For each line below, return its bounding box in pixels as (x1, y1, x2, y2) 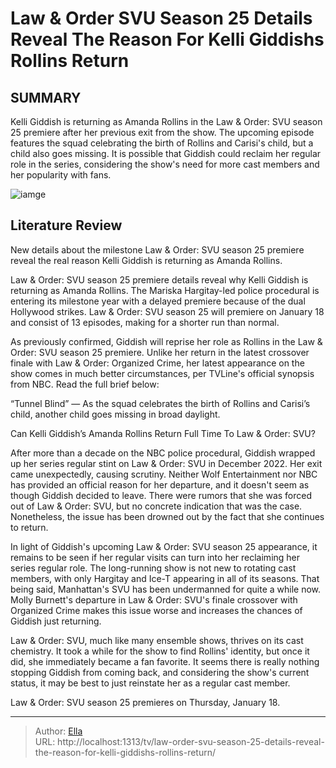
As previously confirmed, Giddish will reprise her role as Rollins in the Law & (10, 335, 323, 347)
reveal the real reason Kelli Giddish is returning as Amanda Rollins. (10, 254, 283, 266)
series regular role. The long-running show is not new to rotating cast (10, 562, 297, 574)
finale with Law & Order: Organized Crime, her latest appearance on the (10, 357, 305, 369)
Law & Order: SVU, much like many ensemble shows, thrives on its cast (10, 634, 304, 646)
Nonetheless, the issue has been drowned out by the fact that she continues (10, 510, 325, 522)
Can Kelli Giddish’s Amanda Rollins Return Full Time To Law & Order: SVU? (10, 427, 316, 439)
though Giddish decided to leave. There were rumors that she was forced (10, 489, 313, 501)
